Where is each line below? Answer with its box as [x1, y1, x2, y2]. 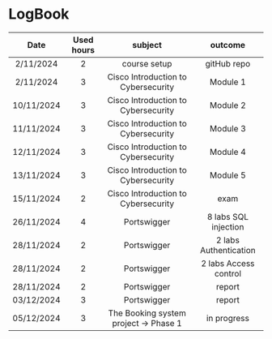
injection [211, 221, 244, 232]
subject [132, 39, 162, 50]
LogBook [8, 5, 70, 24]
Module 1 [209, 76, 247, 88]
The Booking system [108, 307, 186, 319]
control [214, 268, 241, 279]
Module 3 [209, 122, 247, 134]
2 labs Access [201, 257, 255, 268]
